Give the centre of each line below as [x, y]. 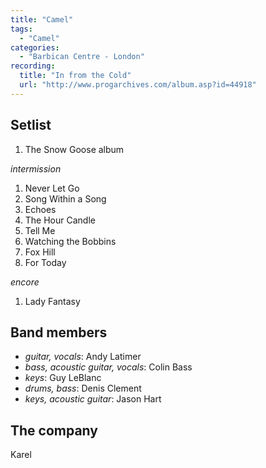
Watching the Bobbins [70, 241]
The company [54, 430]
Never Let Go [52, 188]
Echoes [40, 209]
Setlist [31, 125]
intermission [36, 168]
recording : [33, 66]
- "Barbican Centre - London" [82, 57]
